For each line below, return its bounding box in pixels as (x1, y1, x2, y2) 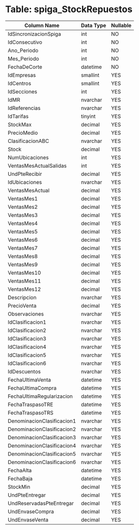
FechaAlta (8, 467, 32, 474)
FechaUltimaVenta (8, 376, 52, 383)
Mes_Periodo (8, 55, 39, 62)
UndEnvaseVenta (8, 516, 49, 523)
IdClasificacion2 (8, 327, 47, 334)
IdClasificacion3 (8, 335, 47, 342)
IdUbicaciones (8, 178, 42, 185)
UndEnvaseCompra (8, 508, 54, 515)
